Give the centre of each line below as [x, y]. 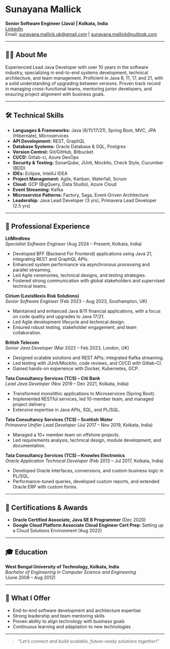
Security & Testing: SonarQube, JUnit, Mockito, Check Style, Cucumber [88, 162]
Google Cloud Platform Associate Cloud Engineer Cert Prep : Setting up [88, 525]
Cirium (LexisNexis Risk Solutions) [42, 296]
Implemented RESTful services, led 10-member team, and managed [83, 399]
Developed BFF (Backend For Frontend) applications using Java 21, [82, 254]
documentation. [29, 446]
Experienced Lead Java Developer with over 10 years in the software [77, 67]
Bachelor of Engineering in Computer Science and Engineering [71, 572]
